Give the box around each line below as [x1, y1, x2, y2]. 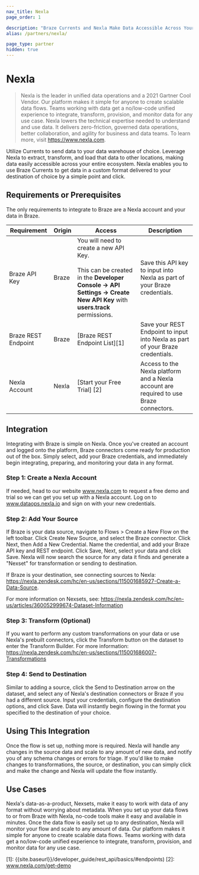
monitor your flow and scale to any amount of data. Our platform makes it [6, 825, 185, 832]
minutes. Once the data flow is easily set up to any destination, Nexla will [6, 819, 184, 826]
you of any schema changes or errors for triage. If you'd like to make [6, 754, 174, 762]
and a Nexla [140, 374, 174, 383]
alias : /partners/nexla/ [6, 30, 68, 36]
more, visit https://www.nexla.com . [20, 136, 106, 143]
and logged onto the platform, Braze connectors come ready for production [6, 446, 191, 453]
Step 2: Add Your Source [6, 514, 78, 523]
